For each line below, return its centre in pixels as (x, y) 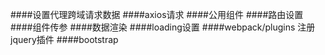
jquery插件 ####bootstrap (64, 39)
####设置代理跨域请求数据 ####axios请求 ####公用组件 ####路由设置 (157, 14)
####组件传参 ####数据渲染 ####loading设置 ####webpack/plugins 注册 (163, 27)
